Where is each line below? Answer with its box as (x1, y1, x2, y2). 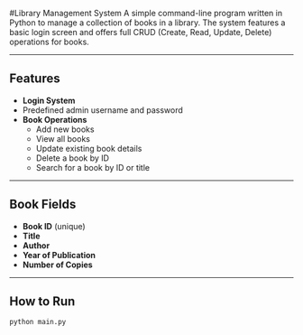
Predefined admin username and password (22, 104, 183, 116)
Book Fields (9, 197, 77, 212)
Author (22, 239, 50, 251)
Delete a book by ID (35, 153, 110, 163)
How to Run (9, 293, 76, 310)
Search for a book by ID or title (35, 162, 151, 172)
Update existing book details (35, 143, 142, 154)
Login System (22, 95, 76, 106)
